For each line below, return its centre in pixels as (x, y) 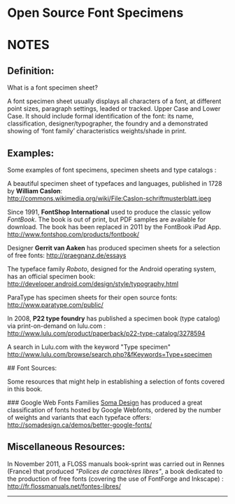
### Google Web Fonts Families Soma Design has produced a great (105, 402)
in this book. (25, 389)
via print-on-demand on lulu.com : (57, 326)
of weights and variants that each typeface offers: (79, 417)
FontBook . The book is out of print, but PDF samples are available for (107, 219)
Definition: (31, 70)
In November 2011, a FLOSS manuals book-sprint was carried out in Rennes (116, 463)
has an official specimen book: (51, 276)
